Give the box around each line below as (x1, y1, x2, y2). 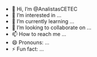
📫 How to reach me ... (11, 31, 66, 37)
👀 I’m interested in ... (11, 12, 62, 19)
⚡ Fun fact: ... (11, 45, 44, 52)
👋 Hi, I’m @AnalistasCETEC (11, 6, 78, 12)
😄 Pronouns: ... (11, 39, 50, 46)
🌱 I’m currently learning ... (11, 18, 75, 24)
